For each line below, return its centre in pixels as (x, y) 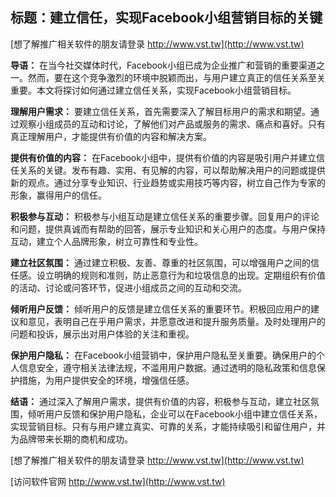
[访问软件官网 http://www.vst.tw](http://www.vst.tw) (118, 481)
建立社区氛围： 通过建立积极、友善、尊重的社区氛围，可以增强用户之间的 (160, 262)
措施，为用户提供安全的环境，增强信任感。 (106, 380)
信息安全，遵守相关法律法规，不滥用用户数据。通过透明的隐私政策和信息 (167, 367)
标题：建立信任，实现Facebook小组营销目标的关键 (166, 18)
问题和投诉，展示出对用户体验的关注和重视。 (102, 334)
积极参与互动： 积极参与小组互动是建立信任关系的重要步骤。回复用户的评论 (165, 216)
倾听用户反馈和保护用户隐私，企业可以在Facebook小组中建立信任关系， (175, 414)
